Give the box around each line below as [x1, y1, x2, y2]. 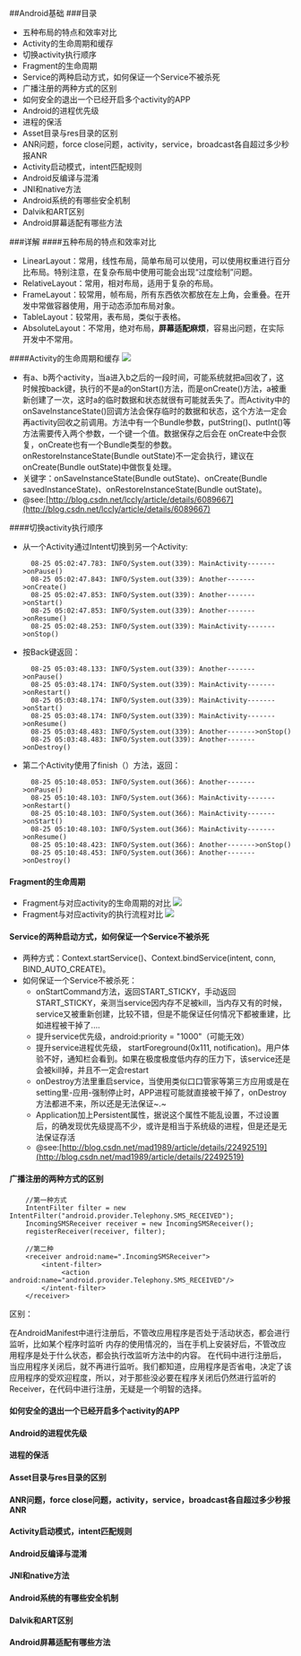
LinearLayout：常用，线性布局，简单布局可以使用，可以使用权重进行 [21, 256, 275, 266]
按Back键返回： [21, 646, 81, 657]
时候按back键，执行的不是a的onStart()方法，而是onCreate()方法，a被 [21, 384, 279, 394]
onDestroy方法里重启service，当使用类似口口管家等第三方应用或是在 [35, 1076, 289, 1087]
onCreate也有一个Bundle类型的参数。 [38, 439, 177, 450]
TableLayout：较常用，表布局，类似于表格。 [21, 312, 186, 322]
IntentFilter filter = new [25, 1203, 126, 1212]
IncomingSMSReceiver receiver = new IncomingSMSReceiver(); [25, 1218, 254, 1228]
